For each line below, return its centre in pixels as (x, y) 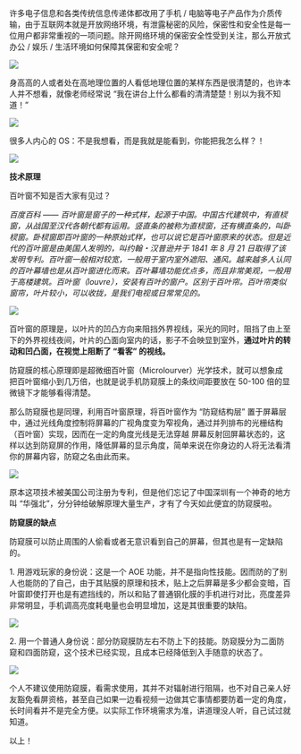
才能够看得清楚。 (64, 393)
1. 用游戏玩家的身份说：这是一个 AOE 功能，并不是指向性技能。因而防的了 (144, 572)
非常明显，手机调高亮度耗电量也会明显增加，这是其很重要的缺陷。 (130, 605)
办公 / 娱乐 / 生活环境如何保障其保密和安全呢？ (95, 47)
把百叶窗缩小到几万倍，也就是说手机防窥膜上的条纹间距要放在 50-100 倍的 (146, 381)
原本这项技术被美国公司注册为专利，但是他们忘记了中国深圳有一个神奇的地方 (150, 492)
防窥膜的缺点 (33, 523)
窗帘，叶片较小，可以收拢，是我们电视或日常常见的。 (107, 293)
